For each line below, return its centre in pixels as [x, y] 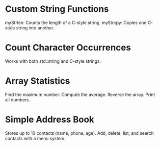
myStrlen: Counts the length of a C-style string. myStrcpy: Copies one [76, 23]
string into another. [35, 27]
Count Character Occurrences [68, 48]
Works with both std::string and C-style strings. [53, 61]
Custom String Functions [57, 9]
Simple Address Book [50, 120]
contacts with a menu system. [35, 138]
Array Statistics [38, 81]
